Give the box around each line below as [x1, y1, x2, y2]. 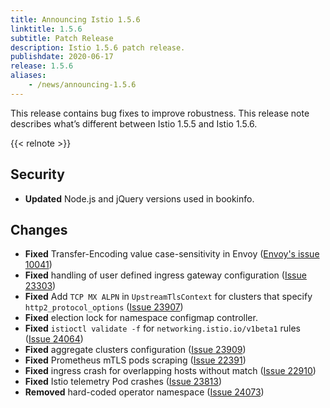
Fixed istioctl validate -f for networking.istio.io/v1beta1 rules [24, 322, 301, 335]
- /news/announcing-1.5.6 [28, 80, 137, 90]
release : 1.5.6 [10, 61, 74, 71]
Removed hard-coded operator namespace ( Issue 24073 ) [24, 386, 265, 398]
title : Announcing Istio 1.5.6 [10, 14, 141, 25]
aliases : [10, 71, 47, 81]
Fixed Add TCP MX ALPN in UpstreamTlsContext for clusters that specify [24, 291, 313, 303]
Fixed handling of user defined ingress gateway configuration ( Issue [24, 269, 307, 281]
